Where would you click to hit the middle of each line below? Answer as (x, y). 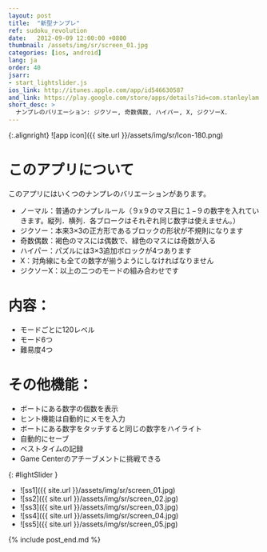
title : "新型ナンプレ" (44, 23)
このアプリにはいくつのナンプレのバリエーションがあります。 (109, 194)
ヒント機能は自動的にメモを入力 (72, 418)
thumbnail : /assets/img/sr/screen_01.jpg (78, 46)
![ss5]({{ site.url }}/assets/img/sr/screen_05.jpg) (99, 524)
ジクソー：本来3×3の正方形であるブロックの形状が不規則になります (132, 230)
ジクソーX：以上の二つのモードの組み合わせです (100, 270)
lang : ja (23, 61)
